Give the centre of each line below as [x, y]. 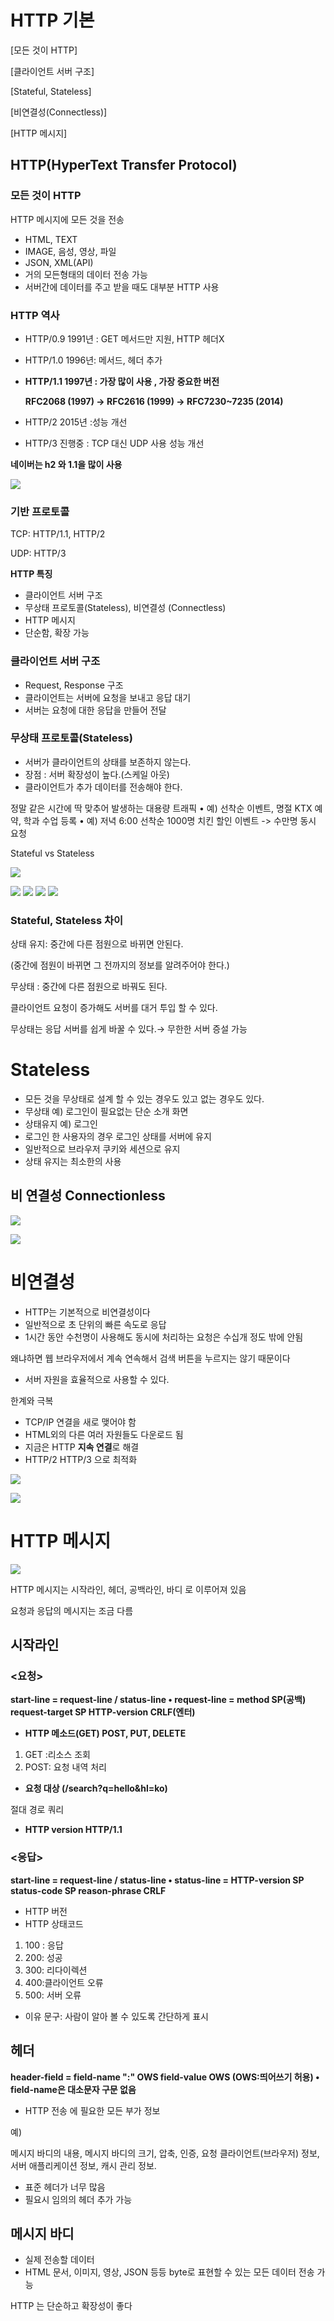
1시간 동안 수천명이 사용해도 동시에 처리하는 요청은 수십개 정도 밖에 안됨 [164, 1337]
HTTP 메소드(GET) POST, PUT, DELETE [105, 1733]
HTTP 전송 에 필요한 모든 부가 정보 [92, 2110]
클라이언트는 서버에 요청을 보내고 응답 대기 [108, 697]
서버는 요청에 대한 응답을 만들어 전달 [95, 710]
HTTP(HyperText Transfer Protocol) [124, 165]
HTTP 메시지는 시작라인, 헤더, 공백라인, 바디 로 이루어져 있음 [128, 1589]
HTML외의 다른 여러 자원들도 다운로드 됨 [104, 1434]
